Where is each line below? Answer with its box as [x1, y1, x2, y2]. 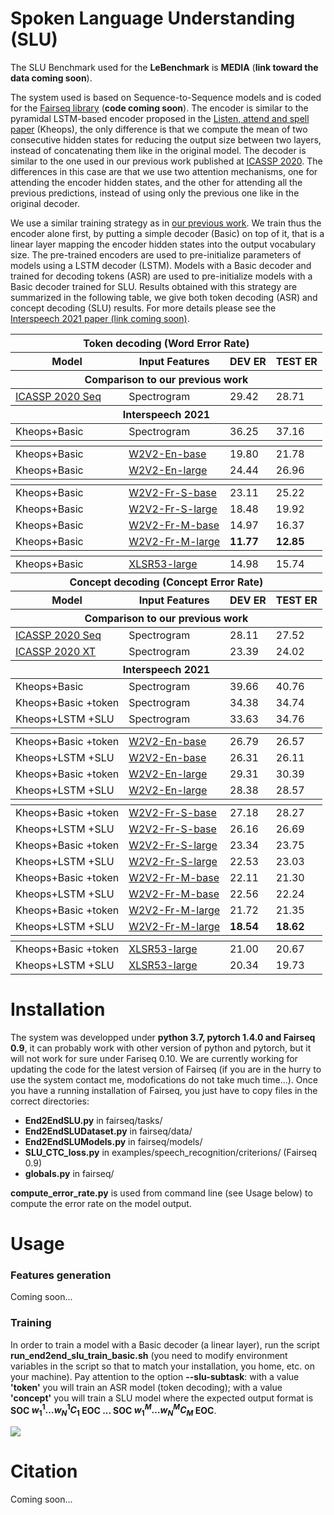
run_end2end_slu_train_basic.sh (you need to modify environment [10, 1349, 288, 1361]
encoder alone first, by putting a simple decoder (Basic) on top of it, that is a [10, 227, 325, 239]
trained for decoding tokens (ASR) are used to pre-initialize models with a [10, 270, 313, 282]
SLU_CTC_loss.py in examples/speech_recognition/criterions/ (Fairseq [24, 1146, 318, 1158]
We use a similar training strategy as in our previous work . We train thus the [10, 217, 322, 229]
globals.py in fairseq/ [24, 1167, 115, 1179]
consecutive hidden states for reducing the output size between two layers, [10, 133, 322, 146]
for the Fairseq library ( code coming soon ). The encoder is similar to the [10, 102, 309, 114]
